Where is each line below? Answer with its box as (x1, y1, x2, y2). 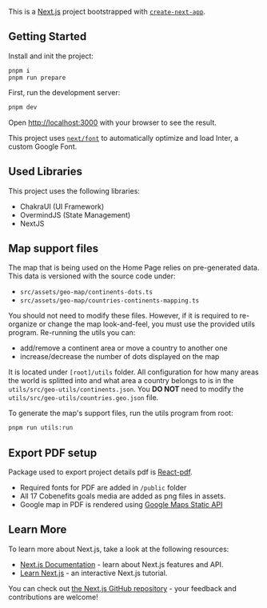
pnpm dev (8, 103, 38, 111)
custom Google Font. (8, 142, 78, 151)
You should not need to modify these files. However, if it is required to (8, 311, 238, 321)
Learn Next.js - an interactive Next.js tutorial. (19, 568, 168, 578)
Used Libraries (8, 165, 82, 178)
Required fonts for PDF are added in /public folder (19, 483, 187, 492)
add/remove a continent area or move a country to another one (19, 343, 228, 353)
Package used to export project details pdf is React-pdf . (8, 467, 193, 477)
